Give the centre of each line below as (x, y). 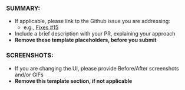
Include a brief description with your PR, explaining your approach (95, 34)
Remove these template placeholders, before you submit (85, 40)
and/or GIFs (29, 75)
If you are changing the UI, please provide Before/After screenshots (97, 68)
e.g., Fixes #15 (41, 27)
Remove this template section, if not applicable (73, 81)
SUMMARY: (23, 8)
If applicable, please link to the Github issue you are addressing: (92, 21)
